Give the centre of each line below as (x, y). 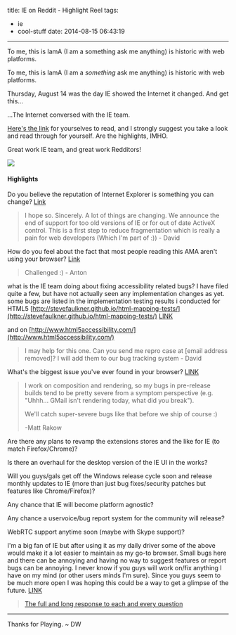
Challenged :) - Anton (56, 273)
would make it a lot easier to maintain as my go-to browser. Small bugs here (117, 553)
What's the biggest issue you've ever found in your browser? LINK (103, 372)
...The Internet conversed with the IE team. (69, 115)
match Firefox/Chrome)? (42, 449)
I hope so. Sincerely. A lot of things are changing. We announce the (122, 216)
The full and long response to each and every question (104, 604)
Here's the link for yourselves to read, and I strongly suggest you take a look (118, 128)
